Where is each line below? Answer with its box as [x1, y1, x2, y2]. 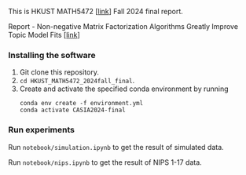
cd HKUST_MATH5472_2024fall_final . [19, 76, 135, 86]
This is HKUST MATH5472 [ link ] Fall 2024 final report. [8, 7, 183, 16]
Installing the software [8, 49, 96, 60]
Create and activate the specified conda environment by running [19, 84, 229, 93]
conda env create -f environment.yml [19, 100, 144, 108]
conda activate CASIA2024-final [19, 106, 126, 115]
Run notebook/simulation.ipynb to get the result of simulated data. [8, 142, 224, 151]
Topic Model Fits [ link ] [8, 31, 80, 39]
